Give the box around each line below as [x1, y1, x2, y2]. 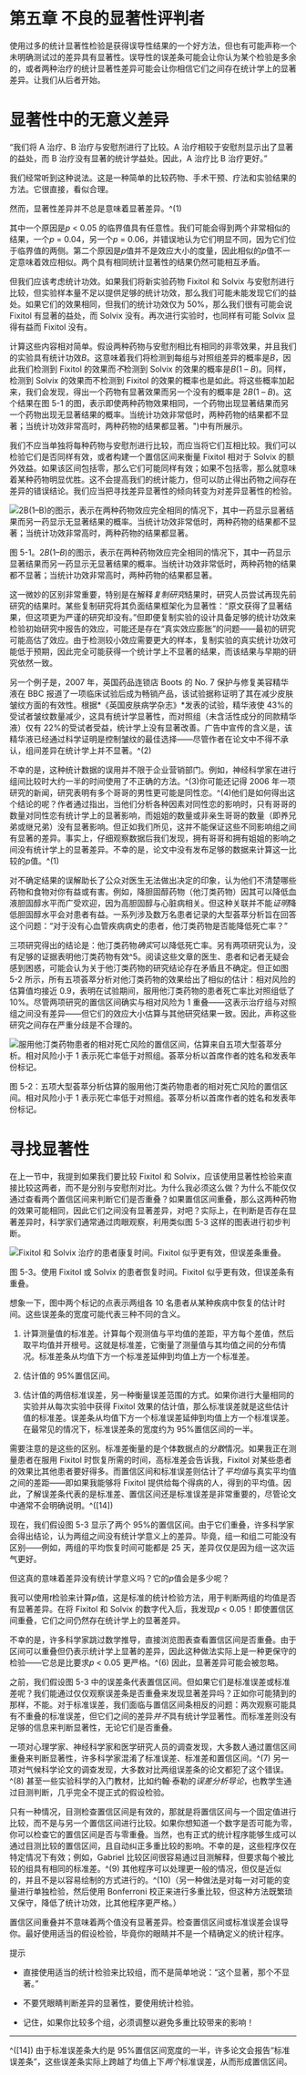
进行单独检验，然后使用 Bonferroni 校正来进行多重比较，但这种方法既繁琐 [16, 1886, 293, 1896]
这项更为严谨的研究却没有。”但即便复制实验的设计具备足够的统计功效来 [33, 611, 297, 622]
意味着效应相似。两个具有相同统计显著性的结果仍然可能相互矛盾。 [16, 256, 265, 267]
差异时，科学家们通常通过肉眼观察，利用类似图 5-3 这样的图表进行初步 [16, 1216, 283, 1227]
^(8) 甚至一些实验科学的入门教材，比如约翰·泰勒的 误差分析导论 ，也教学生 [9, 1775, 284, 1786]
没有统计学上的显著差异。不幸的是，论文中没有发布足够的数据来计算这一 [16, 843, 289, 854]
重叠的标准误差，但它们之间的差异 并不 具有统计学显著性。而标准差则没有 [25, 1710, 297, 1722]
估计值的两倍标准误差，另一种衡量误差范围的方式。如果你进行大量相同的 [22, 1389, 294, 1400]
